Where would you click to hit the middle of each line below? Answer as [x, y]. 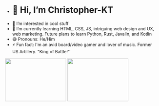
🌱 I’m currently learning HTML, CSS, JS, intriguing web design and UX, [83, 28]
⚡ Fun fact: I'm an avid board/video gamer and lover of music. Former [82, 44]
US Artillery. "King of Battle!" [41, 51]
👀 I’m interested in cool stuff [40, 23]
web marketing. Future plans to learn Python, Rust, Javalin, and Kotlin [82, 34]
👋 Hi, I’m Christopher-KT [63, 10]
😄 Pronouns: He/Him [33, 39]
